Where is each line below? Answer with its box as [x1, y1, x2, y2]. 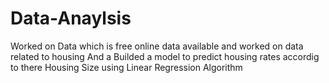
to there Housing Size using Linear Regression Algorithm [10, 61, 243, 73]
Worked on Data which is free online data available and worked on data [10, 40, 304, 52]
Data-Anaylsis [10, 7, 132, 30]
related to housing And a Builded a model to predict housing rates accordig [10, 50, 320, 62]
